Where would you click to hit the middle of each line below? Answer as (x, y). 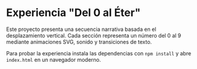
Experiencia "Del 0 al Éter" (74, 13)
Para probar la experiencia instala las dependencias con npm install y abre (99, 53)
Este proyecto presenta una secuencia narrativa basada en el (81, 29)
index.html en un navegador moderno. (54, 59)
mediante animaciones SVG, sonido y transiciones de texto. (79, 42)
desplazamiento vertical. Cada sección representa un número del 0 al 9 (94, 35)
